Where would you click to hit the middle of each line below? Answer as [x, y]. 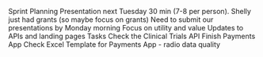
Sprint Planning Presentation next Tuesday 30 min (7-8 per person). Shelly [130, 11]
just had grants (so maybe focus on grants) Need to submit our [111, 20]
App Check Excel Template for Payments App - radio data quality [114, 45]
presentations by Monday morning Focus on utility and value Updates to [126, 28]
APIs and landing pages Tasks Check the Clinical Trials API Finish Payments [132, 36]
